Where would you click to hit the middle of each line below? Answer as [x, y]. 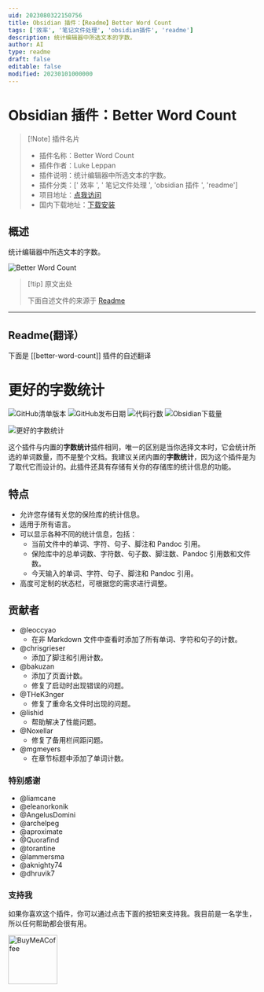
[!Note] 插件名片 [53, 138]
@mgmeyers [40, 749]
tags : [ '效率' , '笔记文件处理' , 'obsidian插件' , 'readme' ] [101, 30]
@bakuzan [37, 666]
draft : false [29, 60]
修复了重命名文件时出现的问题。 [83, 703]
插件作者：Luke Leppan [77, 165]
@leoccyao [38, 629]
